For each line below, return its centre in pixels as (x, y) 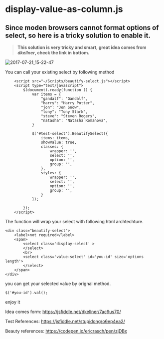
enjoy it (13, 302)
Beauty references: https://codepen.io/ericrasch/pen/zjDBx (66, 331)
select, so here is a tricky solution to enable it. (78, 35)
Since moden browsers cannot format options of (82, 28)
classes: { (52, 147)
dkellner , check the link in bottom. (53, 53)
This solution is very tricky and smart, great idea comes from (82, 47)
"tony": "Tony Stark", (64, 112)
